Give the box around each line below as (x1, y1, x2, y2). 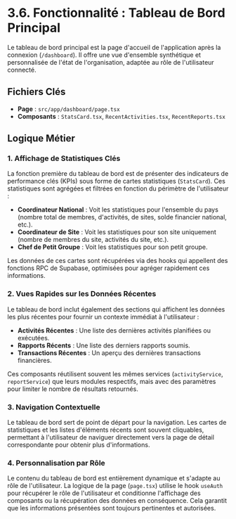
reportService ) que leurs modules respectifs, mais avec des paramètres (7, 377, 216, 385)
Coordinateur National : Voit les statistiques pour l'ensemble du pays (17, 205, 219, 214)
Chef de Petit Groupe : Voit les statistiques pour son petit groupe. (17, 243, 208, 251)
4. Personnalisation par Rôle (7, 458, 105, 468)
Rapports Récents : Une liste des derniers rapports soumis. (17, 341, 191, 350)
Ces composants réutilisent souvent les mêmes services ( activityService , (7, 369, 223, 378)
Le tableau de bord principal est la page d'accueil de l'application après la (7, 43, 221, 51)
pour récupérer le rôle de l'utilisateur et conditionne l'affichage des (7, 489, 202, 497)
